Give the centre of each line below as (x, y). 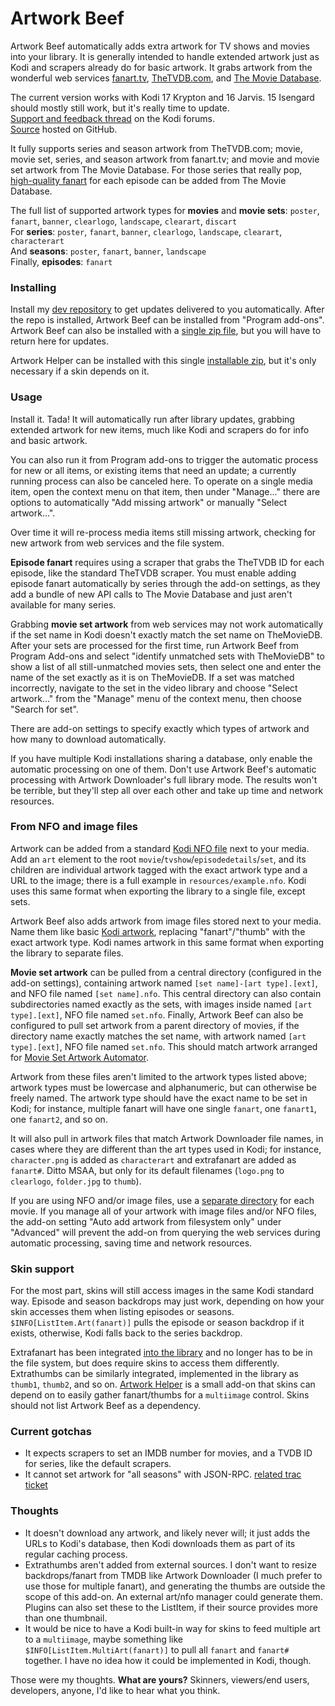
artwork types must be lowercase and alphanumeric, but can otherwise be (163, 1087)
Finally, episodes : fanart (61, 261)
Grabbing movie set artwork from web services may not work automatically (167, 624)
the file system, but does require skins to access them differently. (145, 1363)
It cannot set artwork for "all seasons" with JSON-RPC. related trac (163, 1474)
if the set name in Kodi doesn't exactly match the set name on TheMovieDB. (166, 634)
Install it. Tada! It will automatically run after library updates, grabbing (152, 419)
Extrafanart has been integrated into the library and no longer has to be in (161, 1353)
